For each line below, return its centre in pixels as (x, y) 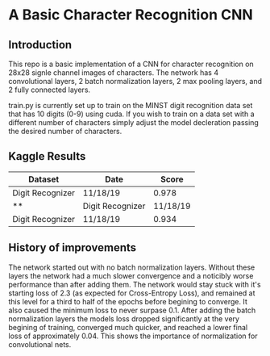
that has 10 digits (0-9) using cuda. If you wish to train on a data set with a (131, 114)
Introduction (40, 45)
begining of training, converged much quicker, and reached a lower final (128, 327)
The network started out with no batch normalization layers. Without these (132, 267)
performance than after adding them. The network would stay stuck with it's (135, 284)
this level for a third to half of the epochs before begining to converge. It (128, 301)
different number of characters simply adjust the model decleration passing (134, 122)
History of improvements (73, 248)
